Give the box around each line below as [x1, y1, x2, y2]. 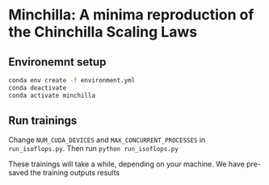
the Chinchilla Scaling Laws [8, 23, 198, 41]
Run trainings [8, 114, 78, 128]
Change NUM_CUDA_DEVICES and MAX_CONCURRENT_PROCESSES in [8, 135, 206, 145]
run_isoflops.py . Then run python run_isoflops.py [8, 144, 179, 153]
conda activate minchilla [8, 91, 95, 99]
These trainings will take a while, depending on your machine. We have [8, 159, 245, 169]
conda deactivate [8, 83, 67, 92]
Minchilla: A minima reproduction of [8, 6, 254, 24]
